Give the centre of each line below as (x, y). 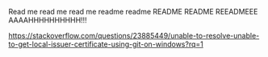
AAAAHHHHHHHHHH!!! (48, 20)
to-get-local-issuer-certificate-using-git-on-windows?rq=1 (106, 44)
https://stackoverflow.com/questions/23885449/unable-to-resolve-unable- (134, 36)
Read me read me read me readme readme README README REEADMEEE (133, 12)
